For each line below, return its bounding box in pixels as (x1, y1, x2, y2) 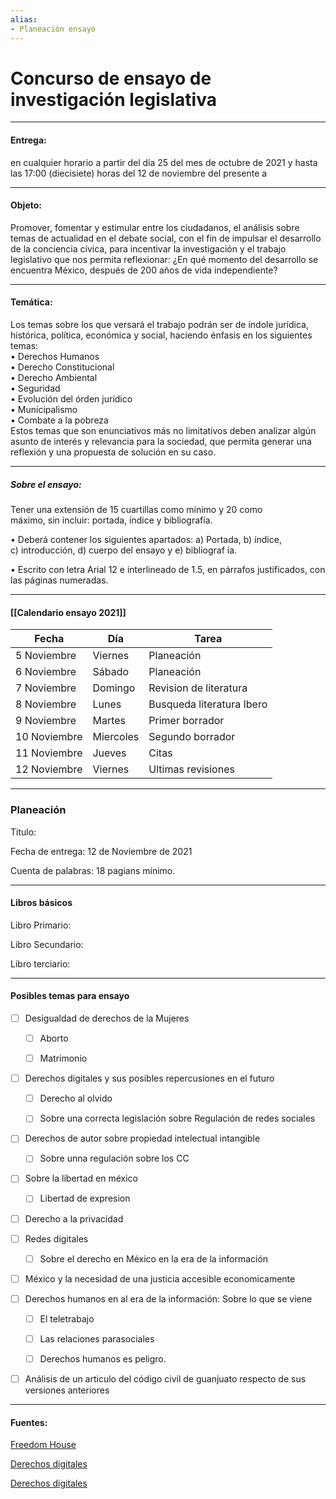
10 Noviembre (15, 730, 83, 744)
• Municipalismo (10, 404, 78, 416)
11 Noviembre (15, 746, 83, 760)
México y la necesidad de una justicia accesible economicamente (24, 1272, 296, 1285)
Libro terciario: (10, 957, 71, 970)
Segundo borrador (148, 730, 236, 744)
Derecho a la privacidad (24, 1212, 124, 1225)
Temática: (10, 296, 53, 308)
